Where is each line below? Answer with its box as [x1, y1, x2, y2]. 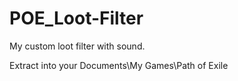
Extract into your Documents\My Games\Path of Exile [9, 59, 229, 71]
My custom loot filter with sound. [9, 40, 146, 52]
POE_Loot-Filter [9, 7, 144, 30]
